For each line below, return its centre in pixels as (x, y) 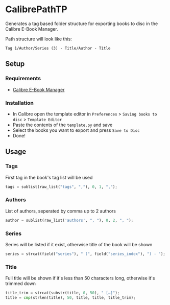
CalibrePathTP (36, 9)
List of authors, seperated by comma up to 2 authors (61, 211)
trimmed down (21, 284)
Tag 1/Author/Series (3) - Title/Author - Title (58, 48)
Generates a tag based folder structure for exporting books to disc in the (82, 24)
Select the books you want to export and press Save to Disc (76, 130)
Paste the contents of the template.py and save (63, 125)
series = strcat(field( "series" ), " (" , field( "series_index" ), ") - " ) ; (86, 254)
